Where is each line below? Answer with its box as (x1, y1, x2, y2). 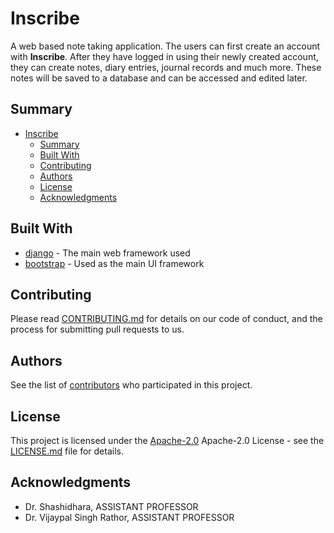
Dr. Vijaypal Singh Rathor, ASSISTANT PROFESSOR (24, 511, 235, 523)
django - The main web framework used (24, 247, 191, 259)
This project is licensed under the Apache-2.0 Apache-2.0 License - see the (10, 435, 325, 446)
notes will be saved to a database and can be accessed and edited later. (10, 72, 308, 84)
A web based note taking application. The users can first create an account (10, 40, 321, 52)
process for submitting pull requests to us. (10, 323, 185, 336)
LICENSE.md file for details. (10, 445, 124, 457)
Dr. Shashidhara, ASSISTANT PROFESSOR (24, 500, 199, 512)
